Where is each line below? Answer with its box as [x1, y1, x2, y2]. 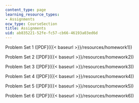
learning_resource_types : [5, 12, 59, 17]
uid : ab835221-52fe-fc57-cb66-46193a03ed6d [5, 30, 98, 35]
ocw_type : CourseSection [5, 21, 57, 26]
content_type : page [5, 7, 46, 12]
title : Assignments [5, 26, 46, 31]
